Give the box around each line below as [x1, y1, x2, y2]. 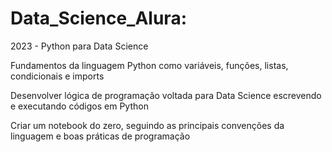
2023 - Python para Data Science [10, 40, 149, 52]
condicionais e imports [10, 70, 105, 82]
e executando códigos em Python [10, 100, 149, 112]
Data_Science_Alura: [10, 7, 187, 30]
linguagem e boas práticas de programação [10, 130, 191, 142]
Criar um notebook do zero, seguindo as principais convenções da [10, 119, 285, 131]
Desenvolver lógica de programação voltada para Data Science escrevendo [10, 89, 322, 101]
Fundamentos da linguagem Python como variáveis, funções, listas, [10, 59, 289, 71]
